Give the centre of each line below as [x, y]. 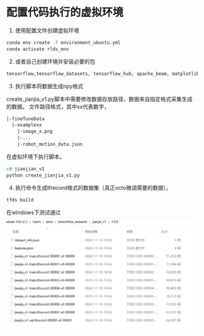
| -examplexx [27, 125]
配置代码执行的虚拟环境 [65, 12]
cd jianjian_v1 [25, 169]
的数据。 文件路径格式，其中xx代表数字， [58, 106]
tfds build [20, 200]
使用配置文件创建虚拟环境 [47, 30]
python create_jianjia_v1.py [43, 175]
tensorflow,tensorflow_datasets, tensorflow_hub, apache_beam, [88, 73]
